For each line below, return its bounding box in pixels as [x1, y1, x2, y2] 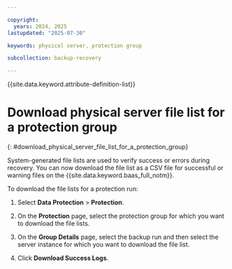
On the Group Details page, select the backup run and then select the [17, 233, 219, 242]
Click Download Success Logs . [17, 254, 109, 263]
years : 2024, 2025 [13, 22, 68, 30]
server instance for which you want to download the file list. [17, 240, 190, 249]
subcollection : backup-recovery [7, 55, 101, 62]
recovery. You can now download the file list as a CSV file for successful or [7, 164, 224, 172]
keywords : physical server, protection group [7, 42, 142, 49]
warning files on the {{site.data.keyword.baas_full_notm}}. [7, 171, 175, 179]
